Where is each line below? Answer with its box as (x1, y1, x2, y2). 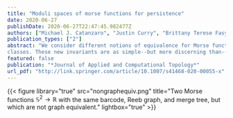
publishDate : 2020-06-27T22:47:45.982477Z (7, 23, 132, 30)
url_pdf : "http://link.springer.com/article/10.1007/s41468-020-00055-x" (7, 68, 225, 75)
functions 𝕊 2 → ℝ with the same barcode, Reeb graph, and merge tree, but (7, 94, 221, 104)
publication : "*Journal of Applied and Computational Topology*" (7, 61, 200, 68)
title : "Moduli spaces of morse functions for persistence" (7, 10, 185, 17)
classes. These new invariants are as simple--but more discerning (7, 49, 207, 56)
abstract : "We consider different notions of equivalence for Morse (7, 42, 209, 49)
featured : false (7, 55, 54, 62)
